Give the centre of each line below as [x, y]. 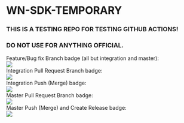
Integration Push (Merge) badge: [46, 83]
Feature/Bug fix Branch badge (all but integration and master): [83, 58]
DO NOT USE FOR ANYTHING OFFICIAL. [65, 46]
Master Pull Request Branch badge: [50, 95]
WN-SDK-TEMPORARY [64, 10]
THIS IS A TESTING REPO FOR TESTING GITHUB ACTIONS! [92, 29]
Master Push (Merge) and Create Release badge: [66, 108]
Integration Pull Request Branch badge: [54, 71]
